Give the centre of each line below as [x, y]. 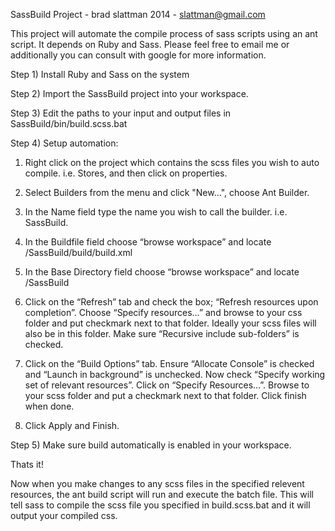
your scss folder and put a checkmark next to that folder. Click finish [165, 395]
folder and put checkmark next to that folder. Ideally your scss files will [170, 323]
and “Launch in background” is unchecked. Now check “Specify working [175, 374]
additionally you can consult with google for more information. [138, 55]
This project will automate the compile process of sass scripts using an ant [164, 33]
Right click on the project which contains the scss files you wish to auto [172, 162]
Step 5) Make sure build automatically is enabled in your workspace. [151, 445]
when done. [49, 406]
